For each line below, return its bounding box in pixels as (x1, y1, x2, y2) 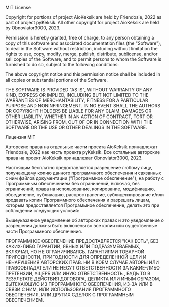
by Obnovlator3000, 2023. (5, 25, 61, 31)
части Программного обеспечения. (5, 228, 82, 234)
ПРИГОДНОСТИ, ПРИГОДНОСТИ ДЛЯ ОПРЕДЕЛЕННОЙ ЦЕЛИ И (5, 254, 147, 260)
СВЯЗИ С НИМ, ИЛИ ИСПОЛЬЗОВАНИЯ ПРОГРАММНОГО (5, 286, 131, 292)
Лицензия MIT (5, 134, 36, 140)
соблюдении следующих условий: (5, 208, 80, 213)
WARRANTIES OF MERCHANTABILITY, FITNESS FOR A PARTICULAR (5, 97, 148, 103)
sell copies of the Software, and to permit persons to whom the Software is (5, 56, 162, 62)
